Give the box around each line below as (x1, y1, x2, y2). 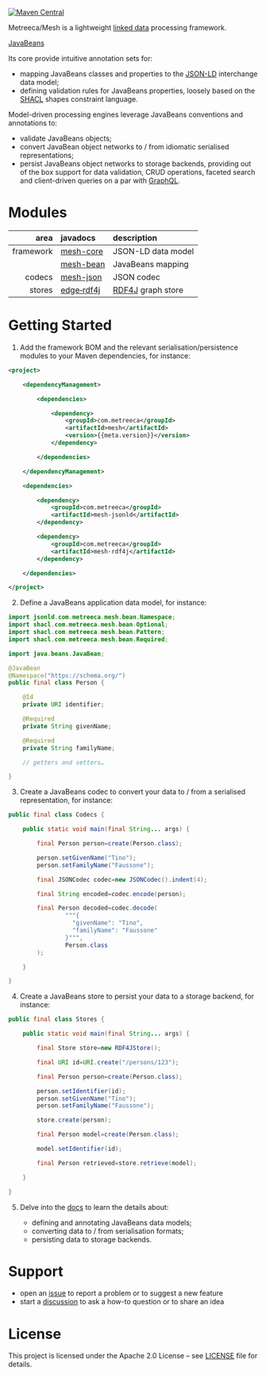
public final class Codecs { (8, 811, 105, 819)
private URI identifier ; (22, 701, 105, 709)
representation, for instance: (19, 795, 114, 805)
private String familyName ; (22, 744, 115, 752)
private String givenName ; (22, 722, 112, 730)
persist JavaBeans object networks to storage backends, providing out (19, 159, 252, 168)
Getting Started (8, 316, 113, 334)
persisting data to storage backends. (31, 1234, 152, 1244)
